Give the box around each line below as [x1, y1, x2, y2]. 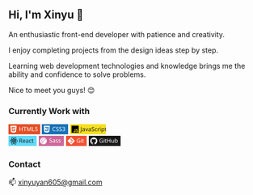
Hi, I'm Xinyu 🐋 [8, 8, 84, 22]
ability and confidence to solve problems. [8, 70, 146, 79]
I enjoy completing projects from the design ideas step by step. [8, 45, 219, 55]
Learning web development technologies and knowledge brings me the [8, 61, 246, 70]
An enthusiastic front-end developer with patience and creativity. [8, 29, 225, 39]
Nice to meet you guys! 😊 [8, 85, 95, 95]
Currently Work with [8, 105, 91, 117]
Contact [8, 159, 41, 170]
